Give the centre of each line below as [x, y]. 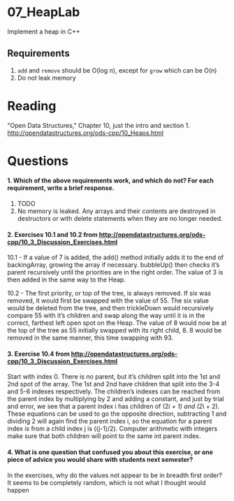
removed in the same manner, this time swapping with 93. [90, 338]
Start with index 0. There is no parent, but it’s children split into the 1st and [114, 377]
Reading [32, 106]
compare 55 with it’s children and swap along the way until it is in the [106, 316]
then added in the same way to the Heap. [66, 279]
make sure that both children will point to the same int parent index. [104, 436]
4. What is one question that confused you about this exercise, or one [110, 452]
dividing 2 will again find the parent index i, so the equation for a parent [110, 421]
